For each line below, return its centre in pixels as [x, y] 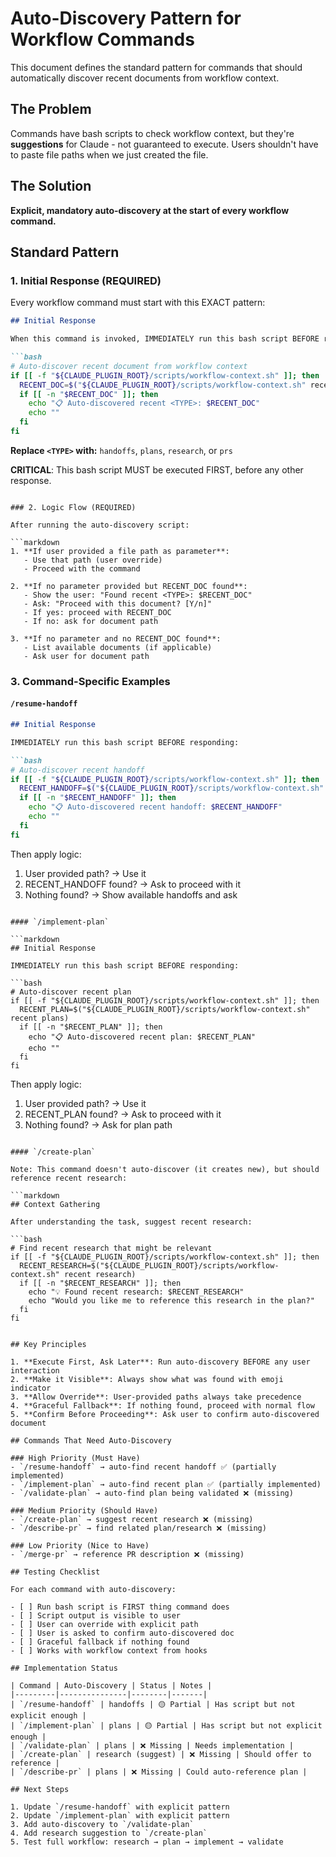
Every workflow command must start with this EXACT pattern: [138, 303]
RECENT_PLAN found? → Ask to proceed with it [123, 1114]
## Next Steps [40, 1789]
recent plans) [40, 1018]
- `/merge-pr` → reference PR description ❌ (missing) [127, 1554]
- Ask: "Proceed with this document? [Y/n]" [118, 603]
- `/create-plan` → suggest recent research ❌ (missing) [132, 1519]
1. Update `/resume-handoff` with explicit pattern [120, 1807]
